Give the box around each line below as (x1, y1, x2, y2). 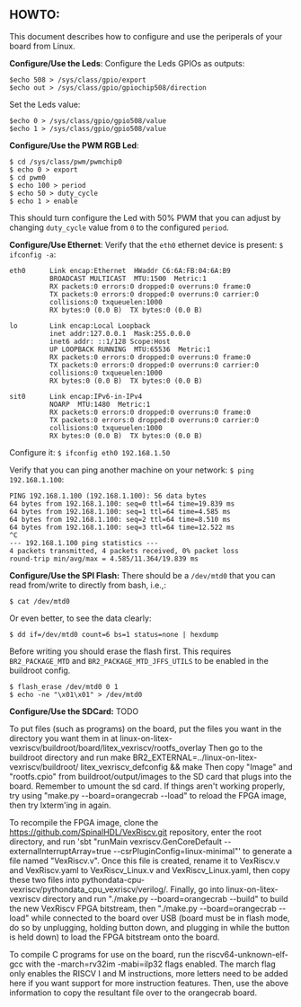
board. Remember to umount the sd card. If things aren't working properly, (9, 781, 286, 791)
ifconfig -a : (9, 249, 57, 260)
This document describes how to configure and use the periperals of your (9, 31, 283, 41)
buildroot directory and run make (9, 752, 131, 763)
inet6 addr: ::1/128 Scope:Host (49, 337, 171, 346)
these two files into (9, 874, 80, 885)
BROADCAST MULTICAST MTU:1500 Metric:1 (49, 274, 207, 283)
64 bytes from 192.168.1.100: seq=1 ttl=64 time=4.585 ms (9, 507, 231, 516)
